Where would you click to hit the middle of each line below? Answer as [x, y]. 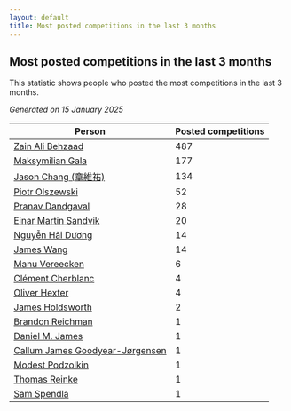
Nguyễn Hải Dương [53, 235]
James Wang [41, 249]
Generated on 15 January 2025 [67, 110]
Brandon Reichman [53, 322]
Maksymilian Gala [50, 161]
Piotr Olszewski [46, 192]
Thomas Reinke [46, 380]
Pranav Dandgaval [52, 207]
